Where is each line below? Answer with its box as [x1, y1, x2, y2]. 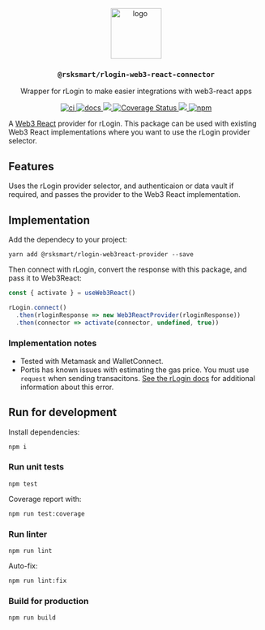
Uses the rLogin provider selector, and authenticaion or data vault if [8, 181, 234, 191]
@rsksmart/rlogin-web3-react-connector [58, 70, 215, 79]
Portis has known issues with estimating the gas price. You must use [19, 365, 250, 375]
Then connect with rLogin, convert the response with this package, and [8, 264, 247, 274]
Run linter [8, 528, 48, 539]
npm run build [8, 614, 57, 622]
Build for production [8, 596, 89, 607]
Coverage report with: [8, 494, 82, 504]
